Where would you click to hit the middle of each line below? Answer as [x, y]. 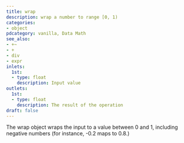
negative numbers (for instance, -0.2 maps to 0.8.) [68, 134]
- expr [14, 61]
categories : [21, 22]
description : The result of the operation [70, 105]
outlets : [17, 89]
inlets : [16, 66]
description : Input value [49, 83]
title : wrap [21, 12]
